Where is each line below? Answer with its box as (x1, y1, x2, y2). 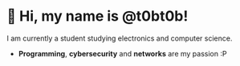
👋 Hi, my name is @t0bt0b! (6, 7, 189, 25)
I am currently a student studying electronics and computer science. (6, 33, 233, 43)
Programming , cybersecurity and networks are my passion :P (18, 49, 227, 58)
